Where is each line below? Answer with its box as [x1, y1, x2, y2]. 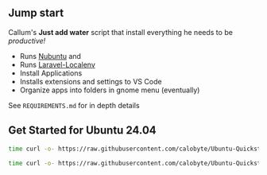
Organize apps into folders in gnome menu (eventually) [19, 85, 200, 95]
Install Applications [19, 68, 83, 78]
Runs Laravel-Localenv [19, 60, 95, 69]
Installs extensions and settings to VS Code [19, 76, 162, 86]
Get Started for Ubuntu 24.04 [8, 123, 157, 138]
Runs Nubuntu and [19, 51, 82, 60]
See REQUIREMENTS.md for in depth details [8, 100, 141, 110]
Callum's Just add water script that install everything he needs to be [8, 27, 233, 37]
